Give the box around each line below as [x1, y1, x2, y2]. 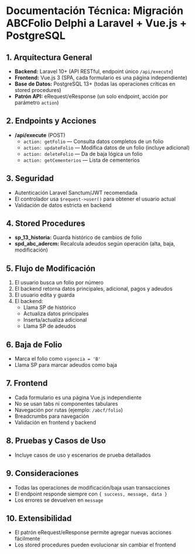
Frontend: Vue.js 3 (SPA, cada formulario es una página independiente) [14, 74, 187, 81]
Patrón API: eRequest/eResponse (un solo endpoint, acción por [14, 93, 168, 100]
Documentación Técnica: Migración [6, 4, 183, 18]
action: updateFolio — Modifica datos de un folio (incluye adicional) [23, 144, 190, 151]
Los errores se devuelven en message [14, 497, 104, 504]
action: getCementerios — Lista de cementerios [23, 157, 140, 164]
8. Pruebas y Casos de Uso [6, 436, 107, 446]
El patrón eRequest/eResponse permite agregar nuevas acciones [14, 529, 172, 536]
